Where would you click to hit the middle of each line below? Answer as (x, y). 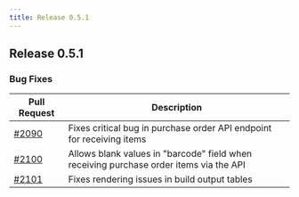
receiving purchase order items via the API (157, 165)
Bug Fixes (31, 78)
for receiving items (107, 139)
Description (177, 108)
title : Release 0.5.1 (49, 17)
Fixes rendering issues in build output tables (160, 179)
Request (36, 113)
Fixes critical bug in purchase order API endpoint (170, 128)
